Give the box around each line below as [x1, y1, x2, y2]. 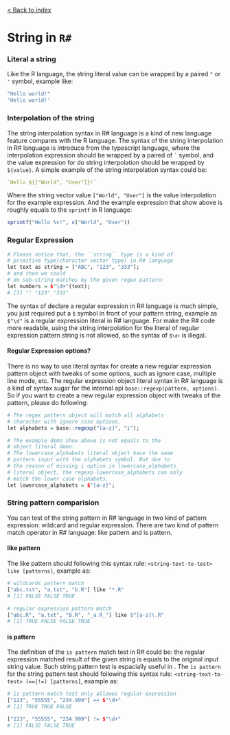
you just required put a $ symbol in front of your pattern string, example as [7, 309, 218, 317]
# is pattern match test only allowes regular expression [7, 690, 176, 697]
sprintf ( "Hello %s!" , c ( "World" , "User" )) [7, 219, 130, 226]
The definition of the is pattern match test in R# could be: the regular [7, 648, 205, 656]
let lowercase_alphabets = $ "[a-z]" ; [7, 481, 115, 489]
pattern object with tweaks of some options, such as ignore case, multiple [7, 369, 216, 377]
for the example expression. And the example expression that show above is [7, 199, 223, 207]
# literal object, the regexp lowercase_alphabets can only [7, 469, 183, 476]
